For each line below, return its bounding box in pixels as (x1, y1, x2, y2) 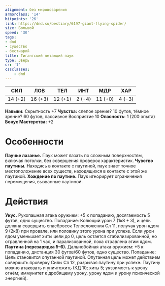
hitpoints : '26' (5, 16, 38, 21)
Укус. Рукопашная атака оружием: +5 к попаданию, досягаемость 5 (5, 212, 150, 218)
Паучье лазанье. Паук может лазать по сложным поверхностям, (5, 152, 143, 158)
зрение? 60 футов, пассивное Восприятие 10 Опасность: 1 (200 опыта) (5, 113, 155, 119)
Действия (5, 196, 48, 207)
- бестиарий (5, 48, 30, 53)
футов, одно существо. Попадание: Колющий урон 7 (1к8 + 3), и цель (5, 217, 151, 223)
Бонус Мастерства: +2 (5, 119, 54, 124)
